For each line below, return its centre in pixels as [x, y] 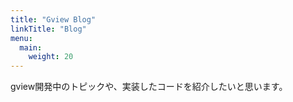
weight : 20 [51, 57]
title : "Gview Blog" [53, 19]
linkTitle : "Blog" [48, 29]
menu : [21, 38]
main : [31, 47]
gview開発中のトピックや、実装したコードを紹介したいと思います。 [149, 87]
